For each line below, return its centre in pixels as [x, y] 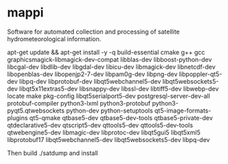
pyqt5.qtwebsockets [36, 110]
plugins [18, 117]
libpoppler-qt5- [201, 74]
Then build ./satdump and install [53, 153]
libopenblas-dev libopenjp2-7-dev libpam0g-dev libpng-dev [92, 74]
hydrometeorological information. [54, 38]
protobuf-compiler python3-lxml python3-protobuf [79, 103]
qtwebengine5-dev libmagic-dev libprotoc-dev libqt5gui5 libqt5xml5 [104, 132]
